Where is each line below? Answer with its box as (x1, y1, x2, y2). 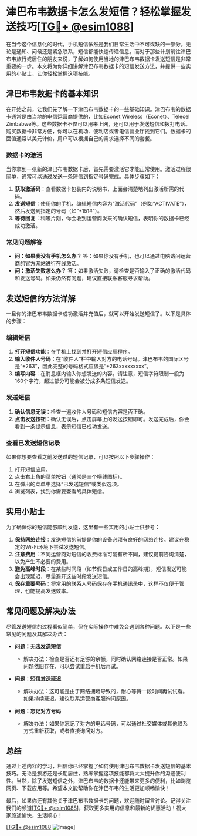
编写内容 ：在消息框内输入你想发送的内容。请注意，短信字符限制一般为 (14, 370, 185, 377)
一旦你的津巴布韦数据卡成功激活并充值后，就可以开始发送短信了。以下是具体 (6, 310, 191, 317)
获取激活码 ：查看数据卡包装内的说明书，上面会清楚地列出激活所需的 (14, 186, 179, 193)
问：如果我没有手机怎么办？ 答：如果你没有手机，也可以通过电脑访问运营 (14, 253, 191, 260)
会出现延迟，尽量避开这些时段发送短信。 (14, 572, 113, 579)
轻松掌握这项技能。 (46, 70, 94, 77)
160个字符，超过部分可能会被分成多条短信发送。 (14, 377, 132, 385)
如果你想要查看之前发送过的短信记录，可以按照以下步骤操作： (6, 454, 155, 461)
